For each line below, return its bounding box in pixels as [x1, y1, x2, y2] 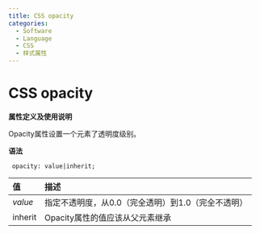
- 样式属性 [15, 49, 48, 57]
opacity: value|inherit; [11, 162, 95, 170]
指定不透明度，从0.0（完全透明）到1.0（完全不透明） [44, 197, 248, 208]
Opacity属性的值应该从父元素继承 [44, 211, 172, 223]
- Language [15, 34, 52, 43]
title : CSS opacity [8, 11, 74, 20]
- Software [15, 27, 52, 35]
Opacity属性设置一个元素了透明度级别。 [8, 128, 141, 138]
